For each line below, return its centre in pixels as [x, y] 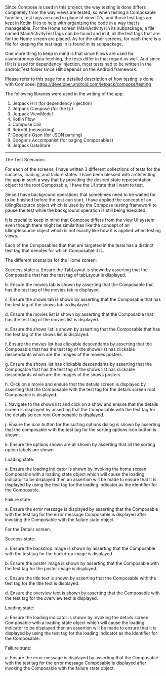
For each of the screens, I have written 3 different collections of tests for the [83, 169]
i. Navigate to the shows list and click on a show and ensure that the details [82, 404]
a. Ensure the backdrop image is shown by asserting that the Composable [80, 548]
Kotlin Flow [23, 119]
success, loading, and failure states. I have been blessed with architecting [80, 174]
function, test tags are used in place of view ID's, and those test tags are [79, 18]
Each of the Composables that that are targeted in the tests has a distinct [80, 245]
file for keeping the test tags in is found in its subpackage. [64, 44]
